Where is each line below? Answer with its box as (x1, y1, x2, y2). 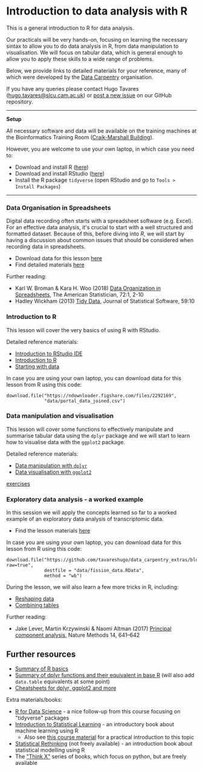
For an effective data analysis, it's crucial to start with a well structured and (6, 224, 193, 231)
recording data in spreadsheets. (6, 243, 86, 251)
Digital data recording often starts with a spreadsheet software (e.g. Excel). (6, 217, 193, 225)
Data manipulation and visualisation (6, 412, 114, 420)
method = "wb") (44, 573, 83, 579)
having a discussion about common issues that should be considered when (6, 237, 194, 244)
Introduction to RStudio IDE (14, 350, 83, 357)
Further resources (6, 649, 76, 659)
